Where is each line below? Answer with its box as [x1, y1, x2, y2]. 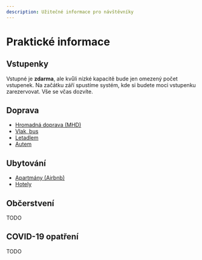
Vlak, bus [15, 128, 39, 135]
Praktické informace [6, 34, 111, 48]
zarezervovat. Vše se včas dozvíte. [6, 88, 94, 95]
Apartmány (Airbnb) [15, 174, 65, 181]
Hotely [15, 181, 32, 188]
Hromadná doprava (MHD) [15, 122, 82, 129]
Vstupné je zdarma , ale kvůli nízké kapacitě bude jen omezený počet [6, 75, 178, 82]
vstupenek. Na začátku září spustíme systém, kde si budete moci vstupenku [6, 81, 197, 88]
